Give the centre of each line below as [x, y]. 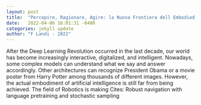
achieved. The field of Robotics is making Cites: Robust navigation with [94, 89]
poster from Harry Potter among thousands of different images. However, [97, 77]
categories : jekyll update [40, 28]
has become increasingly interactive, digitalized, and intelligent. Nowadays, [100, 58]
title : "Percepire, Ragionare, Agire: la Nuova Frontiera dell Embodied [101, 17]
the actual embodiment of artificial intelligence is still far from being [90, 83]
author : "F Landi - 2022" [39, 34]
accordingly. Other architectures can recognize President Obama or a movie [100, 70]
